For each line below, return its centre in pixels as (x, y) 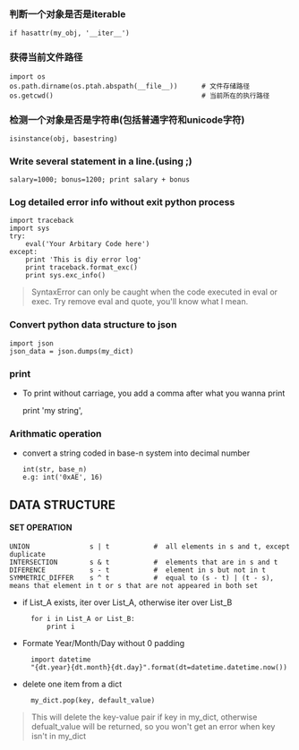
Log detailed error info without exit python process (122, 202)
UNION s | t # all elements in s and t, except (150, 546)
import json (31, 343)
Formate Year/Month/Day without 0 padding (103, 643)
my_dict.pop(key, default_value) (93, 700)
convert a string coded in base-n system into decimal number (136, 453)
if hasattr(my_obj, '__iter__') (69, 33)
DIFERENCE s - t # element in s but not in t (138, 570)
